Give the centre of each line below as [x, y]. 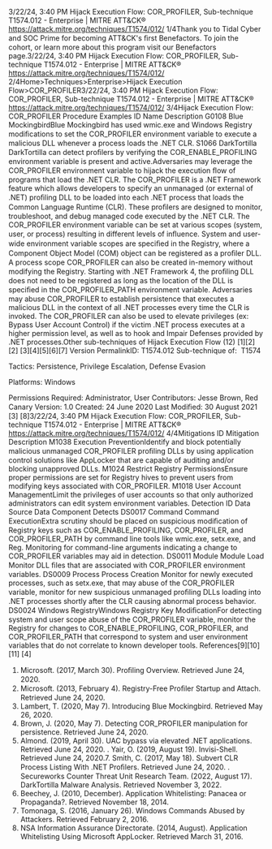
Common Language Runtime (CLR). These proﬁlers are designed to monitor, [136, 207]
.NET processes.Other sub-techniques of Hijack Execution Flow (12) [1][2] [132, 342]
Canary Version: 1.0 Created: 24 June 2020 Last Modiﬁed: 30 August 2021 [133, 407]
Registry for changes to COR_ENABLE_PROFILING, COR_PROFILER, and [129, 628]
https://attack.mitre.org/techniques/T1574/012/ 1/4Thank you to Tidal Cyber [135, 29]
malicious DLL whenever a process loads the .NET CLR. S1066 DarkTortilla [133, 143]
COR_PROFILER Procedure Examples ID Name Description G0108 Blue [126, 116]
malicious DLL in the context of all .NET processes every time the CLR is [129, 307]
